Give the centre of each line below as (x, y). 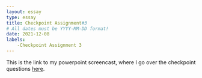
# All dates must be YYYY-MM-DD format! (58, 28)
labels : (16, 40)
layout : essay (24, 12)
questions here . (26, 68)
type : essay (21, 17)
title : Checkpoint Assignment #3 (47, 23)
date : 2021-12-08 (28, 34)
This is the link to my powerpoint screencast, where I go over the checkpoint (101, 62)
